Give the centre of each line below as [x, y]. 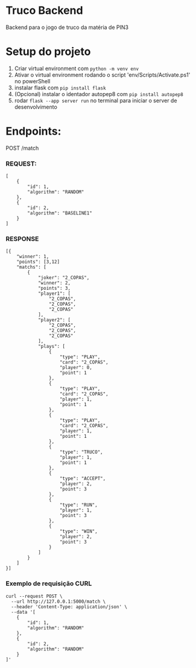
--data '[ [23, 612]
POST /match [22, 148]
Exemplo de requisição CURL [49, 583]
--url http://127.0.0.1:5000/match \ [58, 602]
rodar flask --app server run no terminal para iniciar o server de [96, 100]
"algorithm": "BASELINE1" [60, 213]
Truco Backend [44, 11]
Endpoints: [33, 131]
